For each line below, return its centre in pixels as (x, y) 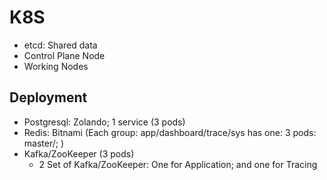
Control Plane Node (64, 55)
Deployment (48, 97)
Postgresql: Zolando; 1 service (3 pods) (104, 122)
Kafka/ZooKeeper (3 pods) (79, 153)
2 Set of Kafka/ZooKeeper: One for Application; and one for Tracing (178, 164)
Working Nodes (56, 66)
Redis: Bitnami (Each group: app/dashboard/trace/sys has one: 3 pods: (170, 132)
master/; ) (44, 143)
